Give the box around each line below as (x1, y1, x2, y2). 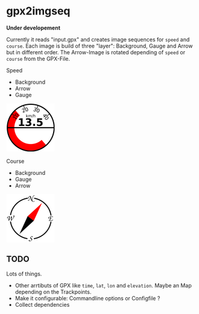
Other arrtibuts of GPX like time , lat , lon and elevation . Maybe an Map (14, 281, 192, 289)
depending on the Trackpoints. (14, 288, 92, 295)
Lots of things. (6, 270, 42, 277)
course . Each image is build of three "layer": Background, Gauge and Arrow (6, 42, 193, 49)
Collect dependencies (14, 301, 70, 308)
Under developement (6, 24, 61, 31)
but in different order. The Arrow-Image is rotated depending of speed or (6, 48, 186, 55)
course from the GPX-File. (6, 55, 71, 62)
